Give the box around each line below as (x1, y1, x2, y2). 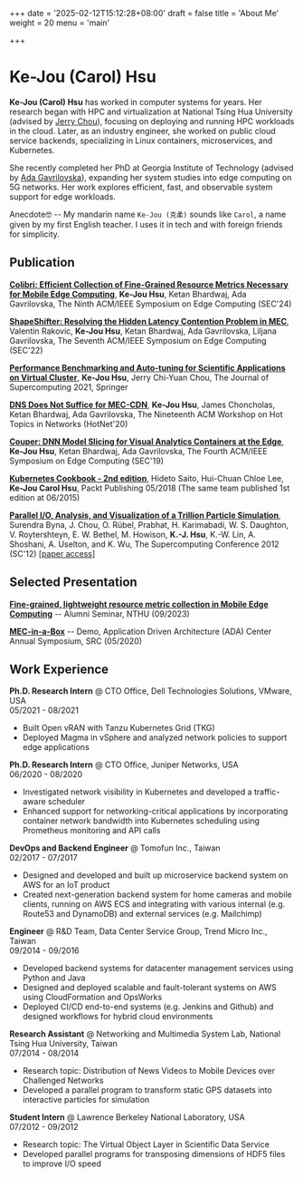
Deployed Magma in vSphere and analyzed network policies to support (22, 732, 288, 743)
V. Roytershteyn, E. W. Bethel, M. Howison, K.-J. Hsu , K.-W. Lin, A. (9, 529, 256, 540)
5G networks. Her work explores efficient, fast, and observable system (9, 181, 273, 192)
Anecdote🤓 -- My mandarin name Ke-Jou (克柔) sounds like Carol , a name (9, 209, 287, 219)
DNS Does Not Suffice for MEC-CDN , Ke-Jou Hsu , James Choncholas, (9, 399, 276, 410)
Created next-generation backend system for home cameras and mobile (22, 889, 292, 901)
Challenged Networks (22, 1075, 104, 1086)
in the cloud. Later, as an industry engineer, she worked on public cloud (9, 125, 276, 136)
